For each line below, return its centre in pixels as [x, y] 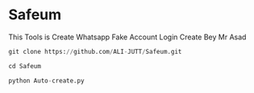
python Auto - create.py [46, 81]
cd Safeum [25, 66]
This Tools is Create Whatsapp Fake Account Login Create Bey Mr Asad [127, 37]
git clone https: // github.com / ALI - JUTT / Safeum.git [95, 51]
